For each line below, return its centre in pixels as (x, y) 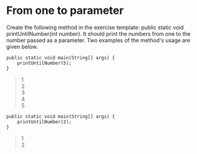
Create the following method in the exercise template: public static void (95, 27)
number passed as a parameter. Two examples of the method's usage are (98, 40)
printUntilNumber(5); (44, 63)
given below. (22, 47)
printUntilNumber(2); (44, 122)
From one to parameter (65, 11)
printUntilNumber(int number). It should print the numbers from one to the (98, 33)
